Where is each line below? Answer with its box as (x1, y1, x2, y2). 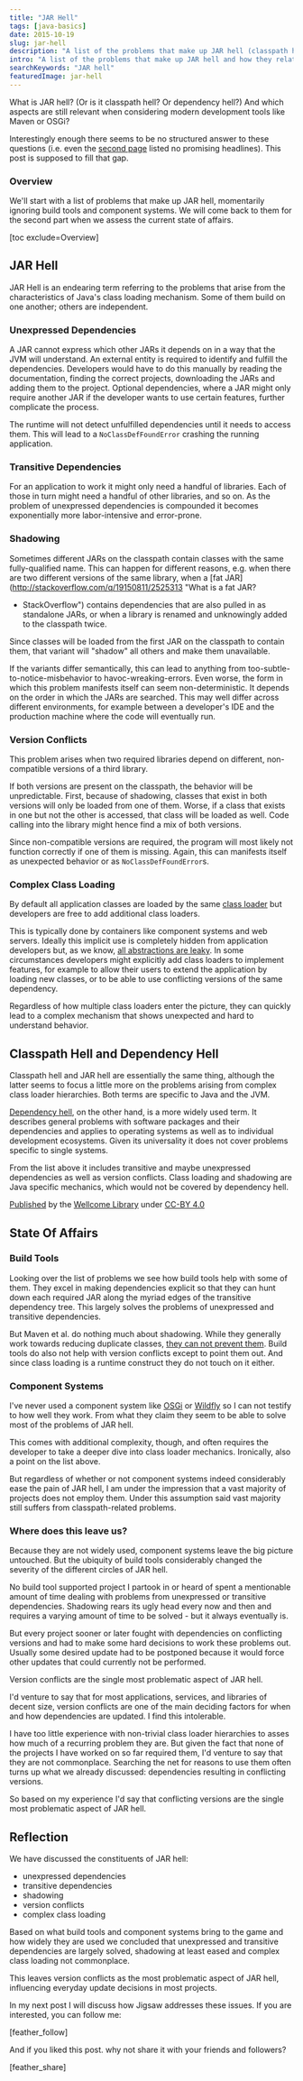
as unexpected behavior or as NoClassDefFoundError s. (9, 856, 210, 866)
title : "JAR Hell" (9, 13, 78, 23)
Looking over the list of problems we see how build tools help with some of (9, 1272, 289, 1283)
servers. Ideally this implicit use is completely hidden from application (9, 935, 269, 947)
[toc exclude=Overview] (9, 232, 99, 243)
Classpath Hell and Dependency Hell (9, 1046, 219, 1061)
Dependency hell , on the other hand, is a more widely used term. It (9, 1106, 257, 1118)
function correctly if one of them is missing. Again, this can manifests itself (9, 847, 287, 857)
